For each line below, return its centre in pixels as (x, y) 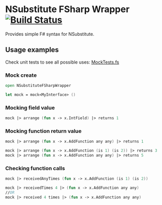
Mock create (21, 75)
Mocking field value (30, 108)
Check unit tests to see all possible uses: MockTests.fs (62, 62)
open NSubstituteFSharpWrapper (38, 86)
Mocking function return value (44, 131)
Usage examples (32, 50)
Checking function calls (35, 168)
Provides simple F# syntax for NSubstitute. (50, 34)
